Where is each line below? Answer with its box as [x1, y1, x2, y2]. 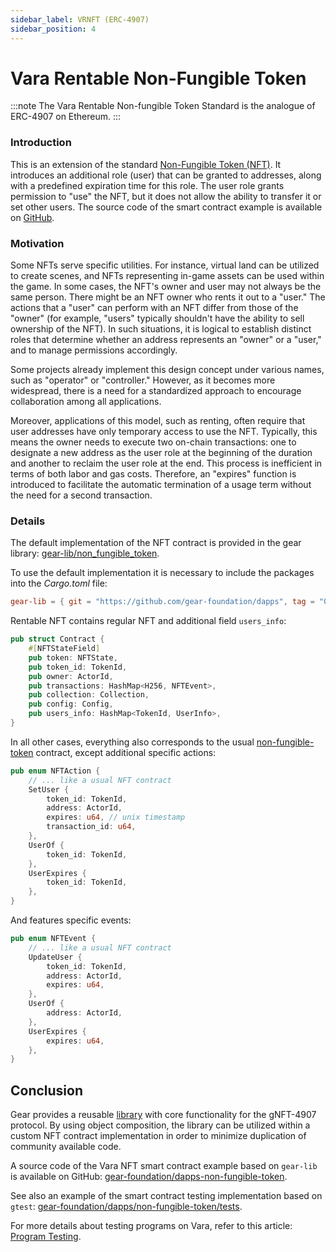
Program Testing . [10, 1231, 82, 1243]
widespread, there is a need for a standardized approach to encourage [10, 385, 302, 397]
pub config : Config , [28, 699, 114, 710]
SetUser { [28, 784, 70, 795]
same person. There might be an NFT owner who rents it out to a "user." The [10, 291, 326, 303]
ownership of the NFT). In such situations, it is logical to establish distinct [10, 323, 312, 335]
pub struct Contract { [10, 634, 105, 645]
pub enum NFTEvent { [10, 934, 97, 944]
